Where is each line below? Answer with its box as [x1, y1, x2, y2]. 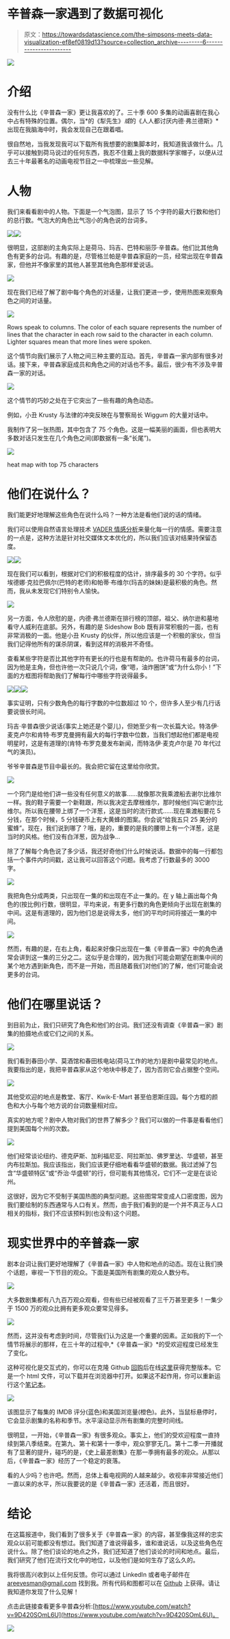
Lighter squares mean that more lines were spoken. [7, 337, 152, 346]
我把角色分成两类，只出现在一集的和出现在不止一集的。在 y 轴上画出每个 [7, 891, 212, 899]
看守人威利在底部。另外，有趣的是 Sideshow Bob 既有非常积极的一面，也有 [7, 623, 219, 631]
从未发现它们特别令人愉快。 [25, 586, 103, 595]
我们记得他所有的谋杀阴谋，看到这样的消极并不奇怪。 [7, 640, 157, 648]
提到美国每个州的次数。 [7, 1124, 73, 1132]
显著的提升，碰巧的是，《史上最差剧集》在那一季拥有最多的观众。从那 [18, 1448, 214, 1456]
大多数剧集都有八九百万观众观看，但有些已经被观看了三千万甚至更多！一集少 [7, 1295, 223, 1303]
